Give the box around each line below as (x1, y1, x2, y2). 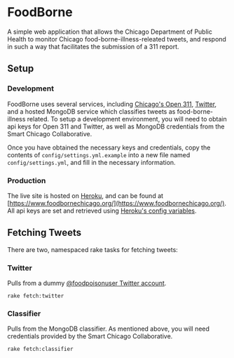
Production (7, 175, 46, 185)
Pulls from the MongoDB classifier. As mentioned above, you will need (7, 324, 210, 333)
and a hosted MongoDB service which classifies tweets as (7, 107, 176, 116)
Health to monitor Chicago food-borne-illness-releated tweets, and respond (7, 34, 226, 43)
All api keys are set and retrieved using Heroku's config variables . (7, 206, 198, 215)
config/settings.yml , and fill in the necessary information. (7, 158, 177, 166)
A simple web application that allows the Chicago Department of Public (7, 27, 212, 36)
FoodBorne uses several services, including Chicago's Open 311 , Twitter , (7, 100, 217, 108)
